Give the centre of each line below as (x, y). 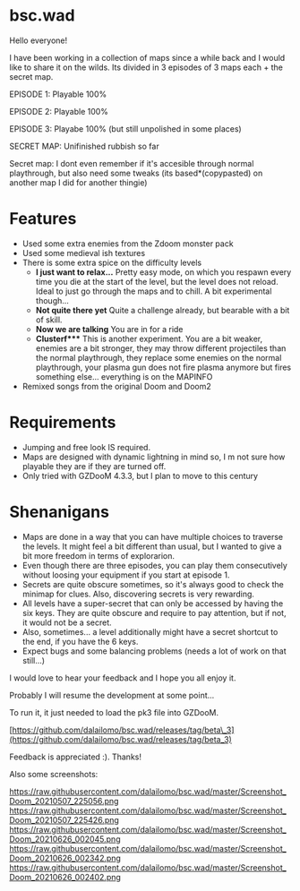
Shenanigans (60, 512)
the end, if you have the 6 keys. (80, 641)
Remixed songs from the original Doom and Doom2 (117, 386)
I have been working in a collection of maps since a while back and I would (147, 57)
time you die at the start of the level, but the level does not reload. (157, 281)
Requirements (63, 423)
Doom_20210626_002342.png (65, 858)
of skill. (49, 320)
